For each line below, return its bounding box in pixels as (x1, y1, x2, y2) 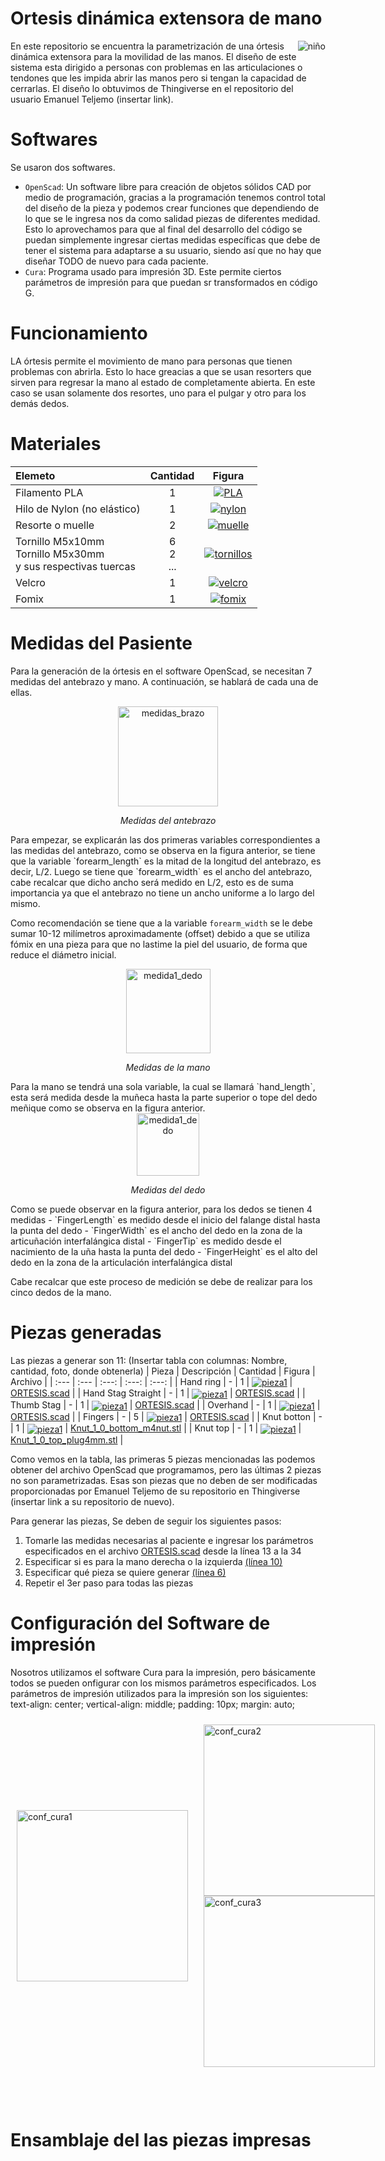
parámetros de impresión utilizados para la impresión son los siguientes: (10, 1687, 309, 1699)
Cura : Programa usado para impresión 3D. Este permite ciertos (24, 265, 282, 277)
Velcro (15, 575, 46, 589)
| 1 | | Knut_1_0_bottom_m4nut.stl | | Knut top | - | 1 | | (10, 1422, 302, 1434)
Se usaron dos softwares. (10, 161, 116, 173)
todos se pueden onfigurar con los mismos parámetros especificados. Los (10, 1677, 317, 1689)
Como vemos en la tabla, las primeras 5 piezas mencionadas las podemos (10, 1453, 316, 1465)
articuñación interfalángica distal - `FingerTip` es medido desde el (10, 1235, 282, 1247)
